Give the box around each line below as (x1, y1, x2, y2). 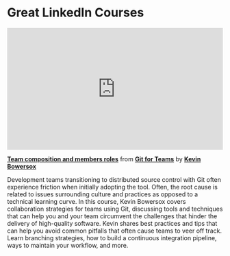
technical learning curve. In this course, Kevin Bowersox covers (7, 198, 186, 206)
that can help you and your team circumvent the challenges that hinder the (7, 212, 218, 220)
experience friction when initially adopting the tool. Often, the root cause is (7, 183, 218, 191)
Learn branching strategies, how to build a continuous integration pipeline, (7, 234, 217, 242)
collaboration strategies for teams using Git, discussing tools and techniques (7, 205, 223, 213)
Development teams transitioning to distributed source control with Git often (7, 176, 221, 184)
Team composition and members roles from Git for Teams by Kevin (7, 155, 201, 163)
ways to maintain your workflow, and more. (7, 242, 129, 250)
